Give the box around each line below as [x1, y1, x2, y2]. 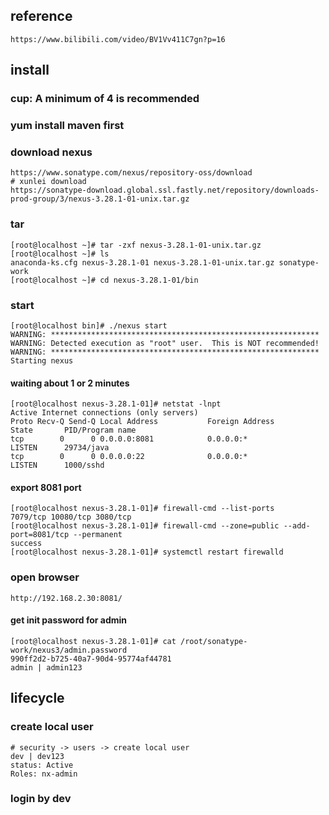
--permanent [73, 530, 123, 540]
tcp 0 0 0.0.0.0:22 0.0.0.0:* [10, 452, 248, 462]
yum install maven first [10, 119, 125, 133]
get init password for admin [10, 614, 128, 626]
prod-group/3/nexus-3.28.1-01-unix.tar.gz [10, 194, 190, 204]
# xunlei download [10, 177, 87, 187]
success [10, 539, 43, 549]
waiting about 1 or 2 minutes [10, 377, 130, 389]
